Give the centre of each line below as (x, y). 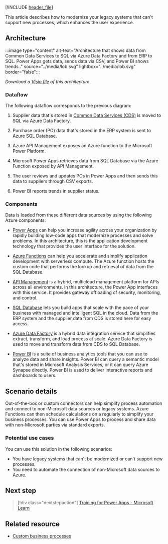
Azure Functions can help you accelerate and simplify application (80, 256)
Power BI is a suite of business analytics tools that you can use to (80, 354)
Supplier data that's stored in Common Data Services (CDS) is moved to (87, 115)
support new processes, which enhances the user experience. (70, 22)
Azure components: (26, 220)
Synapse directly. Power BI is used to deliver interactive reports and (82, 370)
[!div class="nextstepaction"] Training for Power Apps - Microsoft (85, 503)
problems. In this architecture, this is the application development (80, 241)
